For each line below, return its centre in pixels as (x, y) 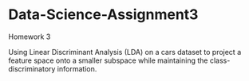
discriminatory (32, 68)
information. (77, 68)
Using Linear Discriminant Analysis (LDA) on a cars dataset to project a (125, 52)
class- (220, 60)
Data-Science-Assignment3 (103, 15)
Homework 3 (30, 37)
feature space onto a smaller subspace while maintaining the (108, 60)
